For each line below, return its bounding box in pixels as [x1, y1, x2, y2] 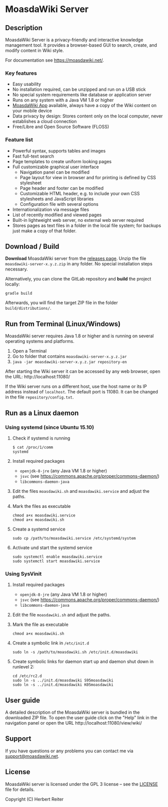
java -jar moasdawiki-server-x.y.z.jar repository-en [12, 360, 127, 365]
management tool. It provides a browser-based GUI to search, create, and [5, 42, 157, 48]
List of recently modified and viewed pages [12, 212, 102, 218]
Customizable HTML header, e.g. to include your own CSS [19, 190, 140, 196]
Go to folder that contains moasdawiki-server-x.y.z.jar [12, 353, 127, 359]
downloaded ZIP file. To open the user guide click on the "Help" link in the [5, 715, 157, 721]
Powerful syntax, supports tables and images [12, 148, 106, 154]
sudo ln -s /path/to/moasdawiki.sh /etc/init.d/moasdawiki [12, 650, 138, 655]
